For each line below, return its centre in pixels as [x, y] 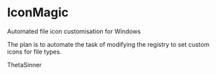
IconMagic [38, 13]
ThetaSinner [25, 64]
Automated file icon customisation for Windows [74, 31]
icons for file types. [34, 52]
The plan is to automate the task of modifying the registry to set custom [108, 44]
